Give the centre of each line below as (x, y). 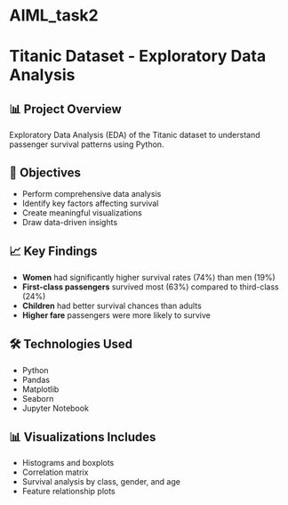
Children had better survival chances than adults (112, 305)
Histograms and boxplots (68, 463)
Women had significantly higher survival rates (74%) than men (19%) (148, 277)
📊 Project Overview (65, 109)
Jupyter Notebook (55, 408)
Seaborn (38, 398)
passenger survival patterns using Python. (87, 144)
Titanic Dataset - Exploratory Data (138, 57)
